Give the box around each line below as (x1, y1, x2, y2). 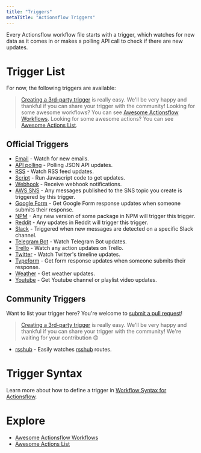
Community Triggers (6, 294, 86, 304)
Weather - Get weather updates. (14, 270, 95, 277)
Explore (6, 414, 46, 428)
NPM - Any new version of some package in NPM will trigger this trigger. (14, 213, 196, 220)
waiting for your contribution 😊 (20, 334, 99, 341)
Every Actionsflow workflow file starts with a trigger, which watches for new (6, 31, 195, 38)
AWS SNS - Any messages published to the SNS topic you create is (14, 187, 182, 194)
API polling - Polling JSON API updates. (14, 162, 113, 169)
